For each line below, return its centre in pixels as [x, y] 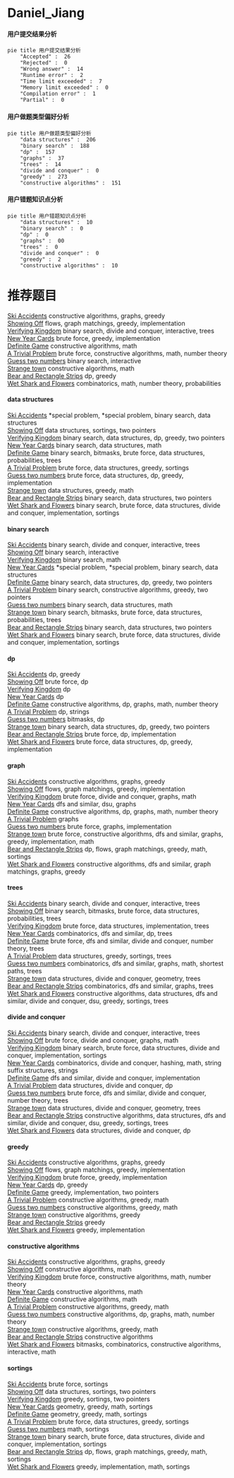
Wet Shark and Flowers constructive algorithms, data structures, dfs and [113, 993]
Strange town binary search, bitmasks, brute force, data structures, [105, 612]
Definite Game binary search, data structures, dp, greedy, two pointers [110, 582]
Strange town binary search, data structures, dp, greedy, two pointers [109, 727]
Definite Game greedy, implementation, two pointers [83, 1192]
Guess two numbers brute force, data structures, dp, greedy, [96, 475]
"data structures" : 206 [58, 139]
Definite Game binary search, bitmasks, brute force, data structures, [106, 452]
